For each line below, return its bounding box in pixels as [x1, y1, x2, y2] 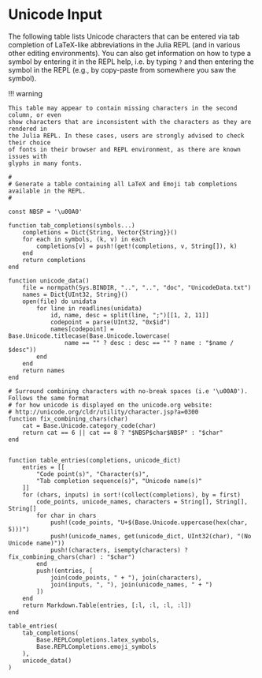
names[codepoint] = [50, 325, 114, 333]
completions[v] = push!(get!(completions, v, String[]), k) [36, 242, 238, 250]
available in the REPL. [8, 187, 87, 195]
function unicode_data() [8, 276, 90, 285]
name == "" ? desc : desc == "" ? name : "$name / [64, 339, 234, 346]
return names [22, 366, 65, 374]
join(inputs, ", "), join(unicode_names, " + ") [50, 580, 213, 589]
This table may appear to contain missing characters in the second [8, 104, 238, 112]
